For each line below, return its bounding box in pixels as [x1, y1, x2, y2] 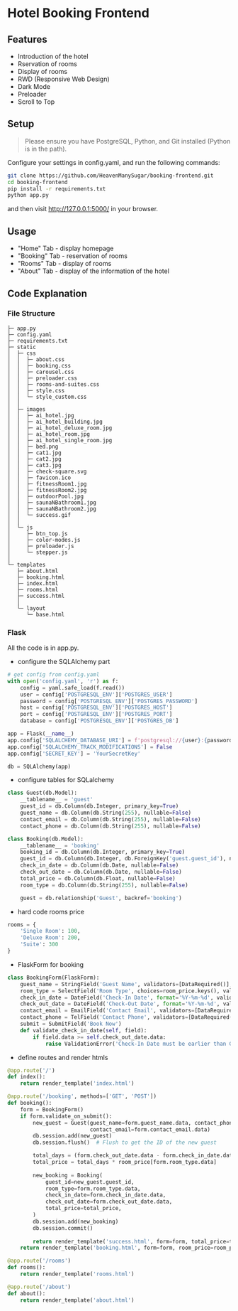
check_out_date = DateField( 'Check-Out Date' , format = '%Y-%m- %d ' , [20, 1000, 220, 1007]
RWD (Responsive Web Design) [17, 75, 110, 83]
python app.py [7, 192, 50, 199]
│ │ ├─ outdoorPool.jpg [7, 493, 84, 500]
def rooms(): [7, 1264, 46, 1271]
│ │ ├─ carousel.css [7, 368, 74, 375]
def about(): [7, 1290, 46, 1297]
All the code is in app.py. [7, 643, 79, 652]
